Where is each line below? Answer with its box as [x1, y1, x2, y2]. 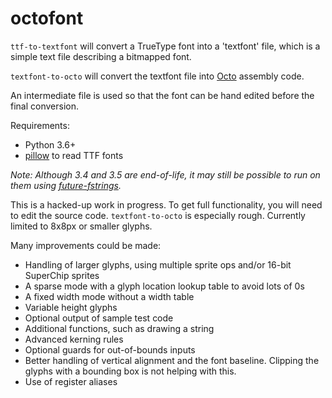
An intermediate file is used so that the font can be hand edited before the [10, 89, 315, 101]
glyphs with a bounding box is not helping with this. [24, 365, 237, 377]
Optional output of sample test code [24, 312, 174, 324]
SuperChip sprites [24, 269, 100, 281]
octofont [10, 7, 84, 30]
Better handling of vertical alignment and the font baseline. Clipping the [24, 354, 320, 366]
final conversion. [10, 100, 79, 112]
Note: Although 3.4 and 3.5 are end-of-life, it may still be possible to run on [10, 168, 321, 181]
